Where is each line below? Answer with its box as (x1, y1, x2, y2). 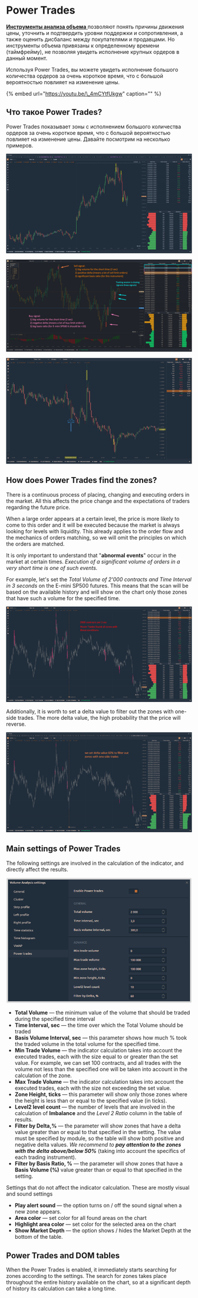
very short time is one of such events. (6, 564, 98, 571)
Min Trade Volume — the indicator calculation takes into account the (14, 1047, 183, 1054)
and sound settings (6, 1190, 53, 1197)
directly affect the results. (6, 865, 69, 873)
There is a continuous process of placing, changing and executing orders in (6, 491, 190, 498)
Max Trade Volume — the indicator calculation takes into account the (14, 1078, 184, 1086)
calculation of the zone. (14, 1072, 72, 1079)
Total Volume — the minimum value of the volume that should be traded (14, 1009, 190, 1016)
